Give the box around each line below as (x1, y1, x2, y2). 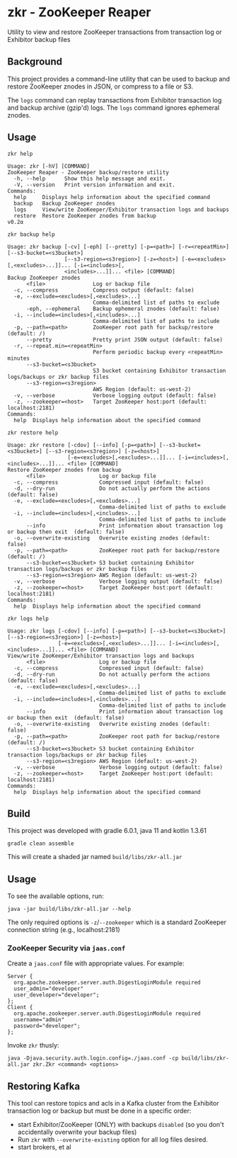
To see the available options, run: (7, 892, 104, 900)
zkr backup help (7, 231, 55, 238)
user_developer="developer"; (13, 992, 100, 999)
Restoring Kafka (7, 1080, 80, 1092)
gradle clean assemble (7, 840, 74, 847)
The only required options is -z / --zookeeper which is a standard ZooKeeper (7, 918, 227, 926)
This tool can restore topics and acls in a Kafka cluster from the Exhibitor (7, 1099, 219, 1108)
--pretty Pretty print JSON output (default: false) (25, 336, 223, 344)
